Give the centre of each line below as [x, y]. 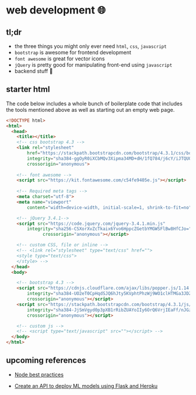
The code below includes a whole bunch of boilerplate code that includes [94, 104]
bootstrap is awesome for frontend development [73, 52]
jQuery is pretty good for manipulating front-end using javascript [93, 65]
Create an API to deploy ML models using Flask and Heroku [86, 386]
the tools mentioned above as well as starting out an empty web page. [90, 109]
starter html [28, 89]
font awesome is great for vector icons [60, 59]
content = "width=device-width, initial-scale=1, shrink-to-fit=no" [109, 207]
